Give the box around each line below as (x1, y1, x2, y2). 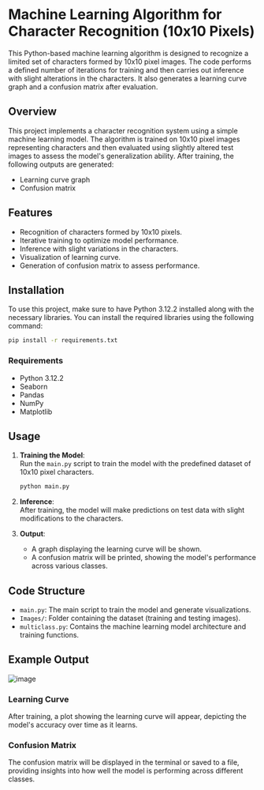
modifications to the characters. (19, 513, 124, 523)
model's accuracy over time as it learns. (8, 720, 138, 730)
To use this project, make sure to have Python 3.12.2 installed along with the (8, 304, 255, 314)
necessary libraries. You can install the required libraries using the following (8, 313, 255, 322)
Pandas (19, 389, 45, 400)
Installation (8, 283, 65, 297)
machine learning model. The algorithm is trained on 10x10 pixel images (8, 134, 240, 144)
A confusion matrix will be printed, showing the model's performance (31, 553, 256, 562)
